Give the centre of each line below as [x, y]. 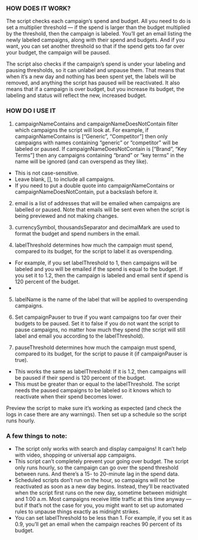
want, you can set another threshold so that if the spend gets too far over [95, 46]
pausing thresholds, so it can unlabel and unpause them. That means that [95, 70]
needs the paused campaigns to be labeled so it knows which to [93, 390]
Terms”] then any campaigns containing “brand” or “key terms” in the [99, 155]
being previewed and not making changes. [66, 216]
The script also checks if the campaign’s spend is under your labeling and [96, 64]
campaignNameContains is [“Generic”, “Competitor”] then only [91, 136]
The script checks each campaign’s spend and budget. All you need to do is [98, 21]
